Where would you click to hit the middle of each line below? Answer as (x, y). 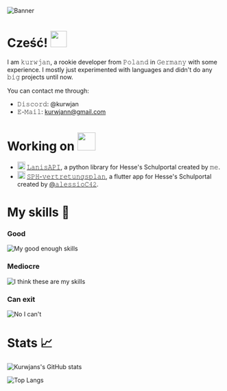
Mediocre (23, 266)
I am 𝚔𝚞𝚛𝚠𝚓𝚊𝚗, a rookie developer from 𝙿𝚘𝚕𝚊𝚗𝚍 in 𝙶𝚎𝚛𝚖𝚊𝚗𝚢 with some (112, 62)
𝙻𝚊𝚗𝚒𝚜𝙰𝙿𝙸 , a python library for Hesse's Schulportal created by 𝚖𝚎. (123, 167)
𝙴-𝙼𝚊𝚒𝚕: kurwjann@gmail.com (61, 111)
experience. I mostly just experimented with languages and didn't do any (110, 69)
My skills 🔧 (38, 212)
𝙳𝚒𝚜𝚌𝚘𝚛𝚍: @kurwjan (48, 104)
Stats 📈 (30, 343)
